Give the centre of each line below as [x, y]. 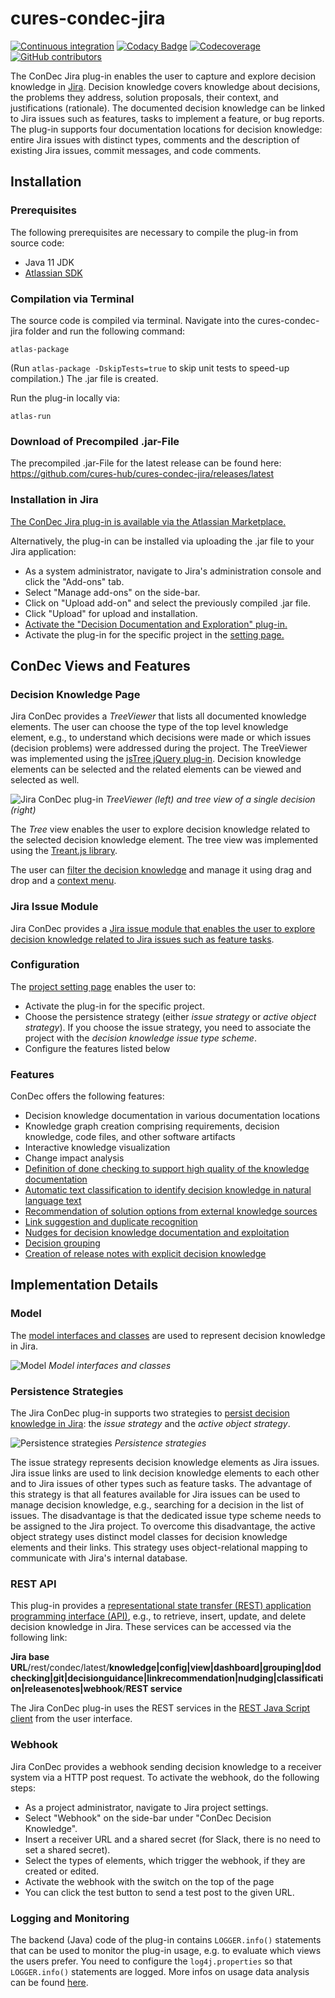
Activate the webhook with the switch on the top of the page [149, 1881]
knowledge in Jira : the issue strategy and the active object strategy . [150, 1424]
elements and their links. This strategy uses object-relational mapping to [159, 1548]
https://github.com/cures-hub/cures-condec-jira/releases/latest [142, 474]
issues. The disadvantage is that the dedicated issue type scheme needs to [166, 1516]
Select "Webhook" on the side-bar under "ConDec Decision [148, 1818]
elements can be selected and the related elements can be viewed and [156, 769]
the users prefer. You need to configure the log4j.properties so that [151, 1961]
